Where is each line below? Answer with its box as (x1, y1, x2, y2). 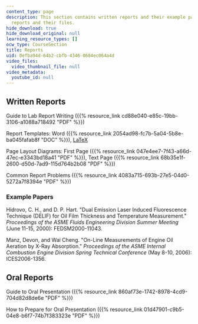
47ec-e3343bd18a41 (6, 154, 57, 161)
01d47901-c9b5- (143, 306, 184, 313)
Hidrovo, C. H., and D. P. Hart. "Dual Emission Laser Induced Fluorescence (6, 206, 187, 213)
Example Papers (6, 193, 54, 201)
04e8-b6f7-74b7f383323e (6, 312, 71, 319)
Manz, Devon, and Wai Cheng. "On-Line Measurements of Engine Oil (6, 236, 173, 244)
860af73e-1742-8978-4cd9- (118, 288, 188, 296)
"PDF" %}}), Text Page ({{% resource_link (57, 154, 160, 161)
